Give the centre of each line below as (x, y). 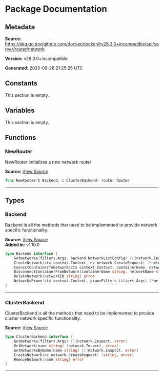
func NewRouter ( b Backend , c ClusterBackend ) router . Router (68, 181)
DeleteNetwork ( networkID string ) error (54, 276)
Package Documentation (56, 9)
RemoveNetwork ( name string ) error (49, 359)
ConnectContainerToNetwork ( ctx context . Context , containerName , (81, 267)
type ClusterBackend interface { (39, 337)
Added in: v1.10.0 (22, 245)
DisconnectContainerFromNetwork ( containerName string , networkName (84, 272)
